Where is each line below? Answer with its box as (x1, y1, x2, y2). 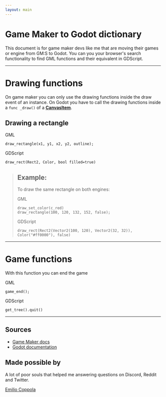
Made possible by (5, 358, 61, 367)
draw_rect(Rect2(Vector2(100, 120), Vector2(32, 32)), (17, 228, 133, 233)
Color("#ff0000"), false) (17, 232, 71, 238)
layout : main (5, 7, 32, 12)
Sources (5, 326, 32, 334)
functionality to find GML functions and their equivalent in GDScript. (5, 56, 143, 61)
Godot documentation (12, 344, 57, 350)
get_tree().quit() (5, 308, 43, 313)
